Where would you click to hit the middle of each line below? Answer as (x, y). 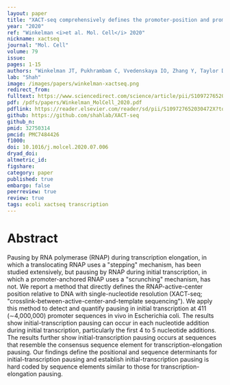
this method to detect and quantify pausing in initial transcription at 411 (107, 308)
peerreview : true (32, 192)
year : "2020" (26, 26)
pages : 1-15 (24, 64)
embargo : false (29, 186)
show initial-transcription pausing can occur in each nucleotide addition (108, 323)
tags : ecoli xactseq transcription (58, 205)
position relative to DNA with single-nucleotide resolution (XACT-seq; (105, 294)
